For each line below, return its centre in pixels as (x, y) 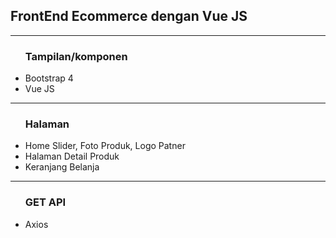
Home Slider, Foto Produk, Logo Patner (105, 146)
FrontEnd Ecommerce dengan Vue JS (129, 16)
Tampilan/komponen (76, 56)
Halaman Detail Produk (72, 156)
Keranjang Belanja (62, 167)
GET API (45, 202)
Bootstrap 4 (49, 78)
